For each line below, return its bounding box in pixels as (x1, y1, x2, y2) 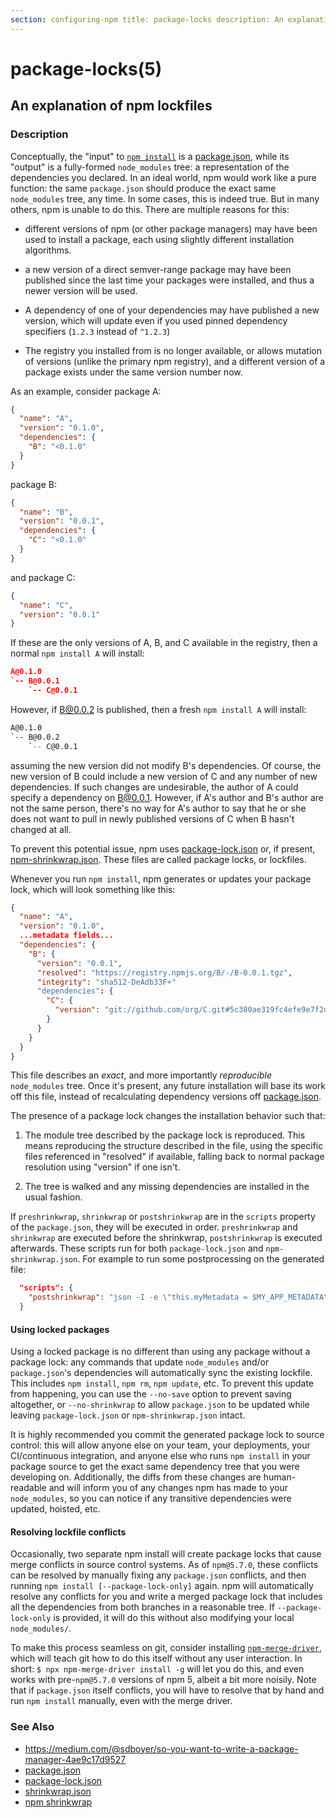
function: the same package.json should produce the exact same (10, 182, 277, 194)
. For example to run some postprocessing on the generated (77, 1253, 325, 1265)
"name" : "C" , (19, 600, 74, 610)
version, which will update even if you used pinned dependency (24, 314, 288, 326)
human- (263, 1471, 297, 1483)
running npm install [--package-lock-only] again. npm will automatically (10, 1580, 314, 1592)
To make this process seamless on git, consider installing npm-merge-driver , (10, 1642, 323, 1654)
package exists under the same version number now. (24, 366, 243, 378)
